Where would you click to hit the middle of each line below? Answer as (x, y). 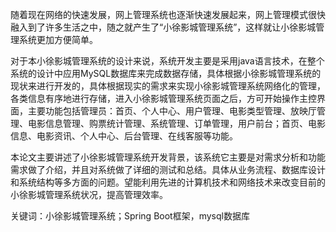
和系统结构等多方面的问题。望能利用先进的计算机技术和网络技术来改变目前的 (168, 182)
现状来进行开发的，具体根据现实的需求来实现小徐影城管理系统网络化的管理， (168, 86)
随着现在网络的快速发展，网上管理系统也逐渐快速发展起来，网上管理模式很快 (168, 14)
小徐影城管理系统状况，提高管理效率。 (89, 194)
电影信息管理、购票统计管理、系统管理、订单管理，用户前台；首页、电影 (176, 123)
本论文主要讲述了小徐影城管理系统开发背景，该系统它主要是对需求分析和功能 (168, 157)
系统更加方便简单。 (58, 39)
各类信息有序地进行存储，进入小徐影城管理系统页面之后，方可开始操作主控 (163, 98)
